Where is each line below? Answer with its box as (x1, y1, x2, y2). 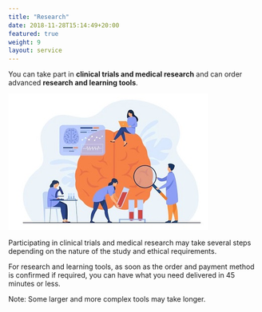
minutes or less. (8, 279, 62, 289)
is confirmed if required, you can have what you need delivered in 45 (8, 271, 236, 280)
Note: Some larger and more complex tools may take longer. (8, 294, 206, 304)
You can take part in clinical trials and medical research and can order (8, 69, 243, 79)
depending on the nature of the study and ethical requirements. (8, 247, 217, 256)
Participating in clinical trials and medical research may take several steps (8, 238, 252, 247)
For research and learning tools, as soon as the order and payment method (8, 262, 255, 271)
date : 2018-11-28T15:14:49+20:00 (8, 21, 120, 30)
